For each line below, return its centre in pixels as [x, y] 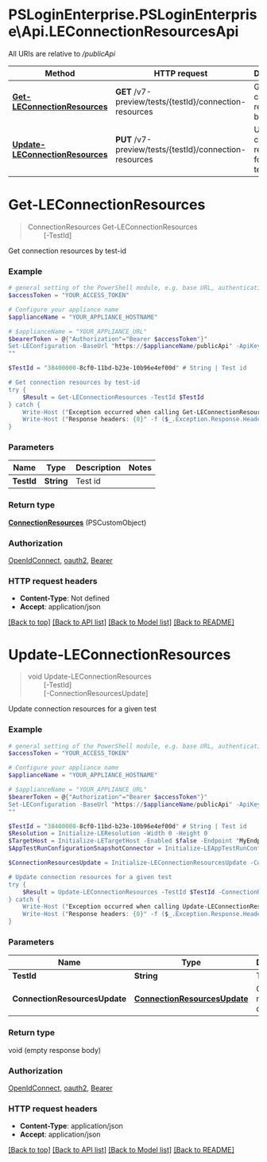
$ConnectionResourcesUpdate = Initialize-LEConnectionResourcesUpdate [128, 863]
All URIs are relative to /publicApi [62, 53]
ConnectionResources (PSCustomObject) [77, 522]
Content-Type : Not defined [64, 598]
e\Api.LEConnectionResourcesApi [124, 31]
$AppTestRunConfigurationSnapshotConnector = [85, 849]
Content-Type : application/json [71, 1126]
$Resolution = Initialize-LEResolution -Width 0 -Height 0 [108, 834]
